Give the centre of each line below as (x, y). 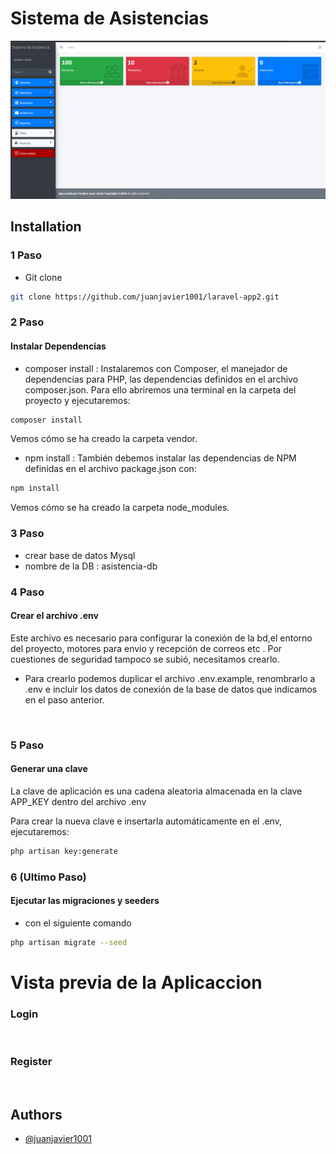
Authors (36, 1114)
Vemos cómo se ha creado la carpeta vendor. (104, 439)
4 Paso (27, 592)
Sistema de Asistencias (110, 18)
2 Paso (27, 322)
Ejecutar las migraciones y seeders (85, 901)
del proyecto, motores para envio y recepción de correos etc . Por (146, 648)
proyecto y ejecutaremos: (77, 400)
